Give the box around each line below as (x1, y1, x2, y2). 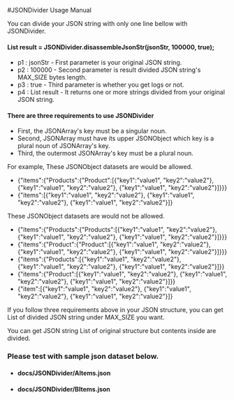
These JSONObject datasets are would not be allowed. (7, 212, 166, 221)
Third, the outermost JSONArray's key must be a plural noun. (17, 149, 194, 158)
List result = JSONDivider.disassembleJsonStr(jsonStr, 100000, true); (7, 43, 214, 51)
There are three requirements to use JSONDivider (7, 111, 154, 119)
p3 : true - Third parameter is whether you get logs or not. (17, 80, 184, 89)
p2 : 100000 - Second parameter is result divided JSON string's (17, 66, 201, 74)
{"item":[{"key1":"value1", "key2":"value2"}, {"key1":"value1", (17, 285, 191, 293)
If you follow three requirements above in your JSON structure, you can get (7, 306, 224, 314)
